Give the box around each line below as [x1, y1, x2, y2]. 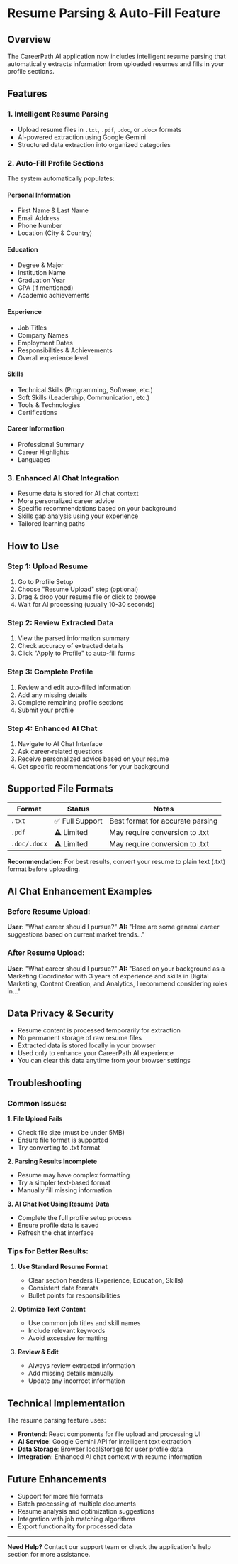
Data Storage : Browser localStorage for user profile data [17, 1445, 183, 1454]
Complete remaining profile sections [17, 698, 124, 706]
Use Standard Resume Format [17, 1263, 108, 1271]
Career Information [7, 424, 65, 433]
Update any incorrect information [28, 1376, 125, 1385]
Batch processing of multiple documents [17, 1499, 137, 1508]
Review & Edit [17, 1348, 59, 1357]
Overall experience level [17, 353, 89, 362]
